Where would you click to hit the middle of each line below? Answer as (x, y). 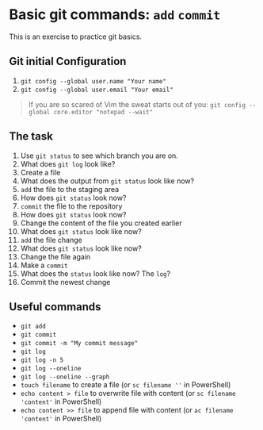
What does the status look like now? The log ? (95, 273)
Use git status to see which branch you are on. (99, 155)
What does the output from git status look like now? (107, 181)
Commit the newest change (65, 282)
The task (31, 136)
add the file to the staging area (70, 189)
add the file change (51, 240)
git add (33, 327)
